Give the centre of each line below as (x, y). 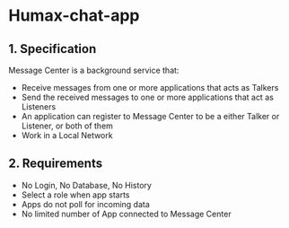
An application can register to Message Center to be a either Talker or (150, 116)
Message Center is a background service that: (94, 70)
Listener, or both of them (67, 126)
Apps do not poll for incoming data (85, 204)
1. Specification (53, 49)
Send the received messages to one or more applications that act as (148, 97)
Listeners (39, 107)
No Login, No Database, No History (86, 185)
